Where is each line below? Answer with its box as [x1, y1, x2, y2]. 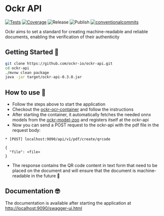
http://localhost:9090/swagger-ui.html [5, 205, 82, 211]
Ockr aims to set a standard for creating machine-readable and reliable [5, 28, 148, 34]
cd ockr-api [5, 66, 29, 71]
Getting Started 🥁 [5, 48, 59, 56]
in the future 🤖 [31, 173, 60, 179]
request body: [12, 127, 41, 133]
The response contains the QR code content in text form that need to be [12, 163, 158, 168]
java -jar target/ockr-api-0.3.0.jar [5, 74, 82, 80]
